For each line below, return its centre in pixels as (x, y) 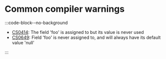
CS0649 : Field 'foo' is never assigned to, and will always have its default (86, 37)
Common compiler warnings (65, 9)
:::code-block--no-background (36, 23)
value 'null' (23, 42)
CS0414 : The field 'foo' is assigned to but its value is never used (78, 32)
